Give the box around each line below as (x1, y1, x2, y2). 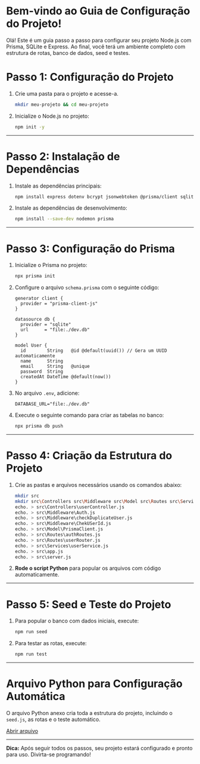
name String (20, 358, 64, 364)
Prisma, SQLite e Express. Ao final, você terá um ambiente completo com (6, 43, 186, 50)
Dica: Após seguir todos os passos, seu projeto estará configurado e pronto (6, 745, 193, 752)
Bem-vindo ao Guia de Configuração (6, 4, 190, 18)
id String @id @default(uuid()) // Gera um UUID (20, 348, 167, 354)
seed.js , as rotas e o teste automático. (6, 716, 101, 723)
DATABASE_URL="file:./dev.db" (14, 401, 90, 407)
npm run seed (14, 629, 48, 635)
